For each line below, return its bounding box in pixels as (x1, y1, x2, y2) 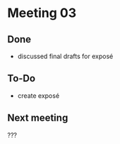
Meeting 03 (7, 5, 76, 21)
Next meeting (7, 112, 68, 124)
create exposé (17, 91, 60, 100)
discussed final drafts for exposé (17, 52, 114, 60)
